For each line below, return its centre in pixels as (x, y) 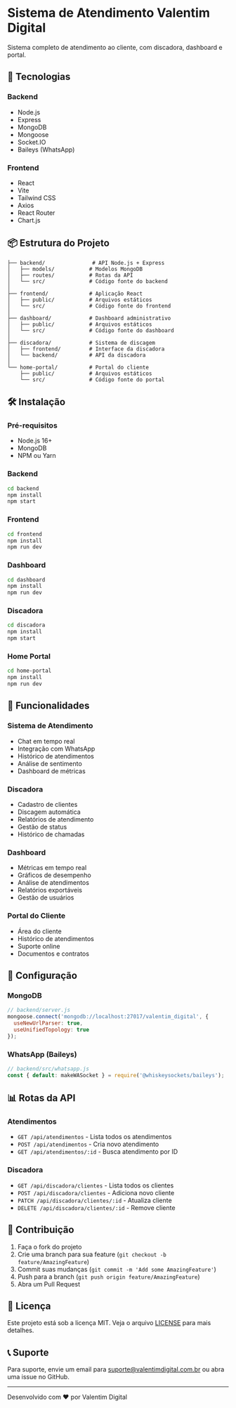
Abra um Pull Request (49, 1284)
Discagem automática (49, 812)
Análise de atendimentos (53, 883)
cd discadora (26, 625)
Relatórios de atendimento (55, 820)
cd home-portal (29, 671)
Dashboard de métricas (51, 771)
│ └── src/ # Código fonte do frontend (89, 306)
